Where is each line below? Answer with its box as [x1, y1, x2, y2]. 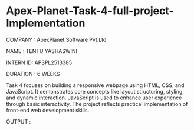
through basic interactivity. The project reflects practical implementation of [6, 100, 188, 107]
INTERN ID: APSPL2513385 [6, 59, 73, 66]
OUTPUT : [6, 118, 31, 125]
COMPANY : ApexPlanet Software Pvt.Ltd [6, 36, 107, 43]
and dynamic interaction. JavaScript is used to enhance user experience [6, 94, 182, 101]
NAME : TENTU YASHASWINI [6, 47, 78, 54]
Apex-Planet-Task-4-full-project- [6, 4, 174, 18]
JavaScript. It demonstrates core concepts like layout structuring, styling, [6, 88, 185, 95]
